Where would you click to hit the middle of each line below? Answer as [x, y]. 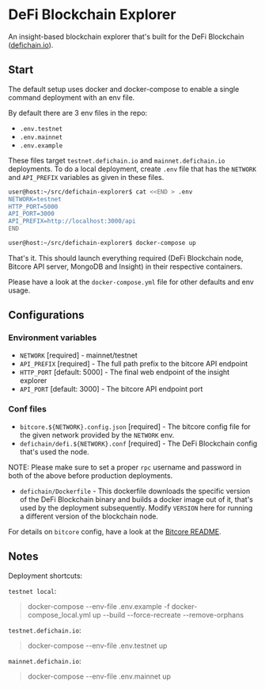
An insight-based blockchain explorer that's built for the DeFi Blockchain [126, 36]
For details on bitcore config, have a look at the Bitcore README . [115, 531]
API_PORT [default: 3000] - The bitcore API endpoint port [111, 389]
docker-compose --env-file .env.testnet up [97, 645]
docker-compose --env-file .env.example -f [98, 606]
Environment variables [53, 338]
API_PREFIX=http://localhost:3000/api [72, 221]
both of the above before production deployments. [91, 475]
